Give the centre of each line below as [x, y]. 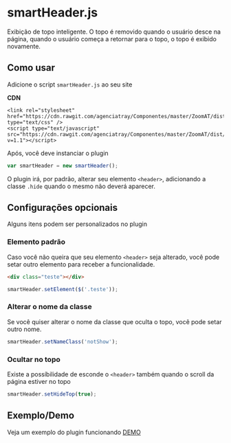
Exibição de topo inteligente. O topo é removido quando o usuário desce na [114, 32]
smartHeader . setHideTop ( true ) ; [52, 394]
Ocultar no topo [34, 359]
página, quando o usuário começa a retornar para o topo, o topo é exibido [112, 38]
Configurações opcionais [63, 208]
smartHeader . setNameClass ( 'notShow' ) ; [63, 341]
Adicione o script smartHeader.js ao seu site [70, 84]
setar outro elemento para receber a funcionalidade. [81, 264]
